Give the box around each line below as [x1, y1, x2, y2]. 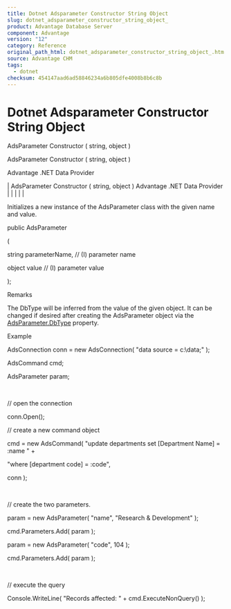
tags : [7, 62, 23, 69]
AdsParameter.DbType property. [7, 319, 99, 327]
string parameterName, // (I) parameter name [7, 251, 136, 259]
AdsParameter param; [7, 372, 70, 381]
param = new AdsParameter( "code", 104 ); [7, 540, 130, 549]
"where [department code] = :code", [7, 460, 111, 469]
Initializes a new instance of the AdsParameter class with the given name [7, 203, 215, 211]
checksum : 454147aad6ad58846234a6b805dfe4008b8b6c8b [7, 74, 163, 82]
